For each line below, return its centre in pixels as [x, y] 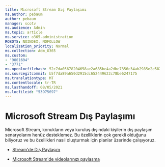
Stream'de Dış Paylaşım [36, 150]
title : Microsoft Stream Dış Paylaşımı [46, 10]
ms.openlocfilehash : [26, 69]
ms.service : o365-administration [39, 37]
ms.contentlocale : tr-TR [30, 83]
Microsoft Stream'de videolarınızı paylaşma [56, 159]
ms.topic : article [24, 32]
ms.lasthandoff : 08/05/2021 [34, 87]
